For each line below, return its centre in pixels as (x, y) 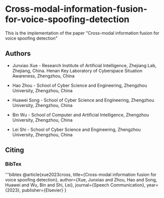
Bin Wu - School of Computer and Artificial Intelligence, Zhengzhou (81, 115)
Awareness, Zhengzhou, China (43, 76)
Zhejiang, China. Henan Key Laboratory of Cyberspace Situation (77, 71)
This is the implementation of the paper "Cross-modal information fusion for (82, 33)
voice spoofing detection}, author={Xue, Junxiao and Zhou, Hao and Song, (81, 180)
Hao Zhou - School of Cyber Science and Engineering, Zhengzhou (80, 85)
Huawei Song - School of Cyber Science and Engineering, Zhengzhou (83, 100)
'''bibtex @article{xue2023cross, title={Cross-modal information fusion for (81, 174)
